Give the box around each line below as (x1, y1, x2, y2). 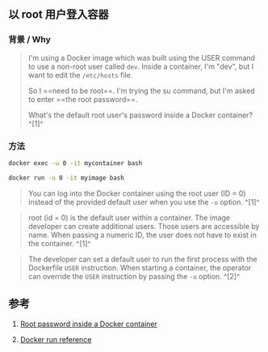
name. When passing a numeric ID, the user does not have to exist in (27, 230, 257, 240)
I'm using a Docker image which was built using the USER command (27, 53, 256, 62)
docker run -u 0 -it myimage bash (8, 173, 125, 182)
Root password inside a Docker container (19, 319, 157, 329)
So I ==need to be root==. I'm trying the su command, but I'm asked (27, 86, 256, 95)
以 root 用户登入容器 (8, 7, 109, 22)
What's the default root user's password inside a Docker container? (27, 110, 253, 120)
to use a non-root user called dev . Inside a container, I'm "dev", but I (27, 61, 254, 71)
